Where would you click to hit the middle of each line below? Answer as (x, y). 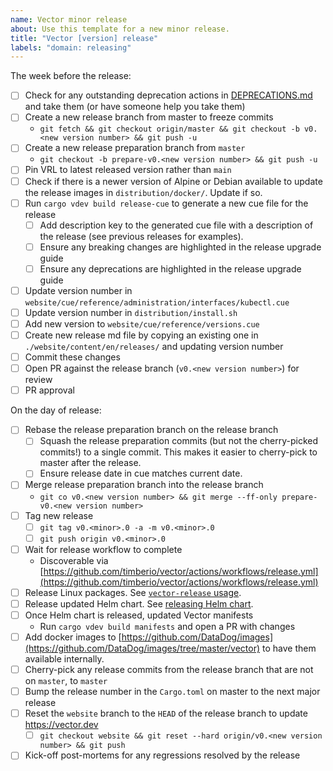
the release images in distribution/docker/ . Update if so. (143, 192)
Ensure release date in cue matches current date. (141, 473)
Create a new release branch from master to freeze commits (149, 117)
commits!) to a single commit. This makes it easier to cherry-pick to (178, 452)
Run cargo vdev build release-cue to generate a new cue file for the (166, 203)
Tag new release (59, 515)
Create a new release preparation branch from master (135, 148)
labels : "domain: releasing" (71, 47)
